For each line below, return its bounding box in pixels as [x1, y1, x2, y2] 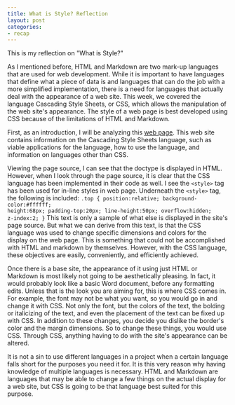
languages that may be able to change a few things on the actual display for [7, 375, 227, 383]
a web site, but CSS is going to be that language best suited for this [7, 383, 202, 391]
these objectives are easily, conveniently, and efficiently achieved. [7, 251, 199, 259]
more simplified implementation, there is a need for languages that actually [7, 85, 224, 93]
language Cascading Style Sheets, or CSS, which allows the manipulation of [7, 99, 227, 109]
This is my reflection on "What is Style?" [7, 49, 124, 57]
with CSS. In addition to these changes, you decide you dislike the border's [7, 317, 224, 325]
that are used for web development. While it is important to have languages [7, 70, 224, 78]
